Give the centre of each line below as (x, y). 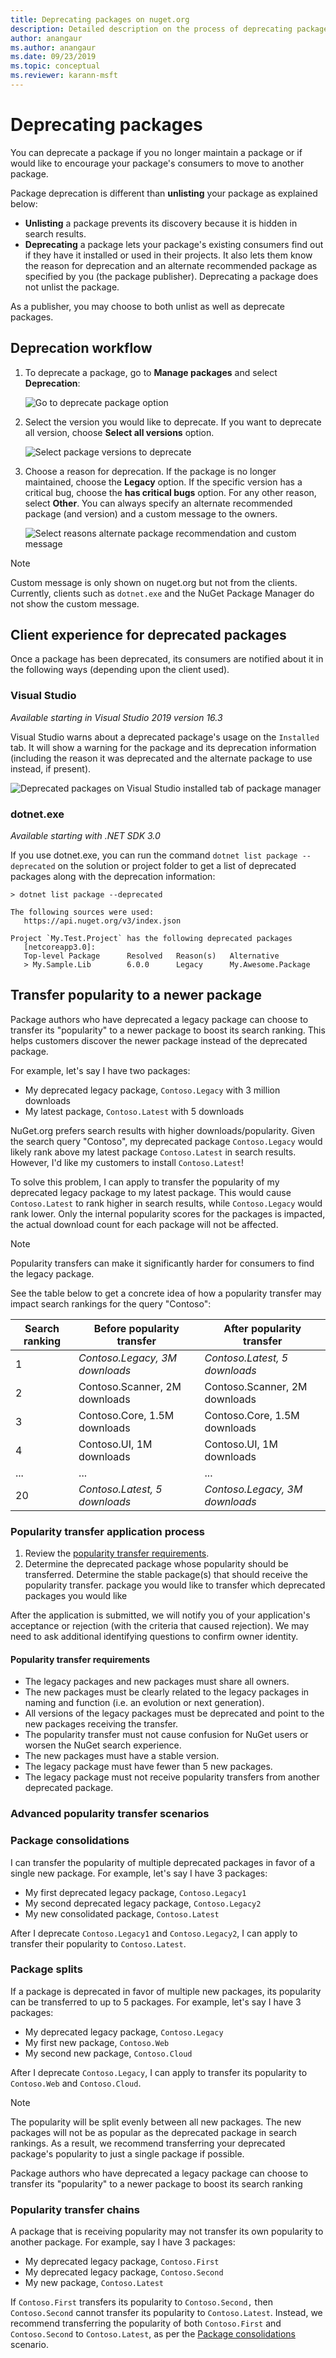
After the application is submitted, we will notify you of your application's (160, 1615)
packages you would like (76, 1596)
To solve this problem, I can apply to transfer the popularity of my (145, 1182)
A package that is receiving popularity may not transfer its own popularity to (167, 2232)
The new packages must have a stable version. (122, 1756)
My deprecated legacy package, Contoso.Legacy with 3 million (152, 1090)
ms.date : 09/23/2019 (53, 57)
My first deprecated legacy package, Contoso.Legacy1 (135, 1892)
